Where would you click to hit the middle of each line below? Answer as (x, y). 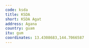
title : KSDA (18, 14)
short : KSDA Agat (23, 19)
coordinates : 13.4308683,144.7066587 (45, 38)
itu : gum (14, 33)
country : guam (20, 28)
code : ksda (17, 10)
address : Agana (21, 24)
